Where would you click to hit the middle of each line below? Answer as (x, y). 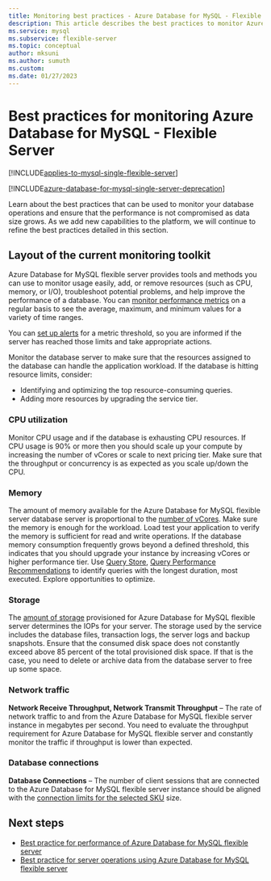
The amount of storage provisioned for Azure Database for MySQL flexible (132, 618)
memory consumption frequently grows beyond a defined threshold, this (129, 544)
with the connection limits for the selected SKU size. (95, 798)
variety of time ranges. (46, 318)
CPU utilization (38, 419)
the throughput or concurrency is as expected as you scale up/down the (128, 463)
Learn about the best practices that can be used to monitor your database (131, 204)
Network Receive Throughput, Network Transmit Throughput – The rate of (135, 707)
